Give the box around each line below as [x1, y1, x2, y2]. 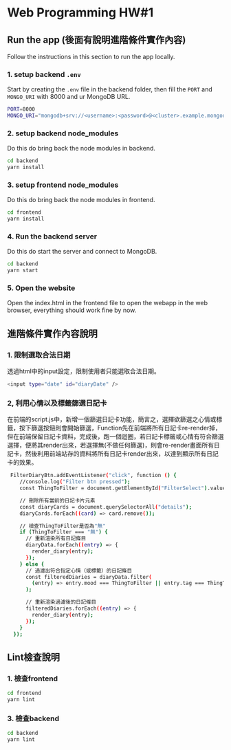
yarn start [7, 267, 38, 274]
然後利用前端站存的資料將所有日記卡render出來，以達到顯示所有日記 [25, 450, 219, 458]
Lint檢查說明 [7, 651, 60, 663]
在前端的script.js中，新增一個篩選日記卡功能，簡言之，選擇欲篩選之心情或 [7, 415, 217, 423]
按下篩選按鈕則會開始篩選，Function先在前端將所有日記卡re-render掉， [19, 424, 222, 432]
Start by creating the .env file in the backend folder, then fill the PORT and [7, 85, 213, 93]
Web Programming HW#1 [7, 5, 154, 21]
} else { [19, 560, 45, 568]
